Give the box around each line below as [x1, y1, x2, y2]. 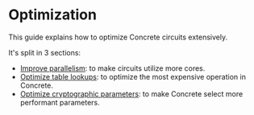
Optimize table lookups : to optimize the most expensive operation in [19, 72, 246, 81]
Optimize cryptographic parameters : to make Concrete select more [19, 88, 244, 98]
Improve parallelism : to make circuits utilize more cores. [19, 63, 206, 73]
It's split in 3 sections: [8, 47, 81, 57]
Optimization [8, 6, 97, 24]
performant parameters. [19, 97, 101, 107]
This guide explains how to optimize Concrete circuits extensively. [8, 32, 228, 42]
